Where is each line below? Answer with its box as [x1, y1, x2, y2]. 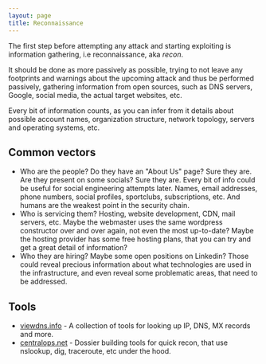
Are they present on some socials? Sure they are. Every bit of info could [19, 175, 256, 185]
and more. [19, 330, 54, 339]
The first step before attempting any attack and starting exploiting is [8, 41, 232, 50]
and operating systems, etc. [8, 123, 100, 132]
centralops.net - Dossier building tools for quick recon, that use [19, 338, 229, 347]
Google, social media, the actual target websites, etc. [8, 90, 182, 100]
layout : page [8, 11, 52, 20]
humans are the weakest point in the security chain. [19, 201, 190, 210]
